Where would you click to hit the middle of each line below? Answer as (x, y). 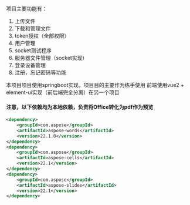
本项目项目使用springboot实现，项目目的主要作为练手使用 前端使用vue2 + (95, 85)
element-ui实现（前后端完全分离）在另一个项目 (63, 92)
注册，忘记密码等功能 (40, 73)
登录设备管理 (30, 65)
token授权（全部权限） (42, 36)
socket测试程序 (33, 51)
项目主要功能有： (27, 9)
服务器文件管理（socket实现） (51, 58)
